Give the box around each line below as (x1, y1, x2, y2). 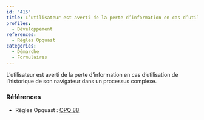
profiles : (6, 20, 32, 26)
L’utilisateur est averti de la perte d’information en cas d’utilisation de (6, 71, 178, 78)
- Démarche (12, 49, 39, 55)
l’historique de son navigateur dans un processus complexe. (6, 77, 157, 85)
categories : (6, 43, 36, 49)
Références (6, 93, 41, 101)
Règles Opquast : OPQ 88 (15, 106, 80, 113)
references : (6, 32, 36, 38)
